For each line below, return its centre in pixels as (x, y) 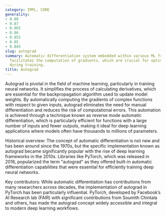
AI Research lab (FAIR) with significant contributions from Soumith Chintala (81, 198)
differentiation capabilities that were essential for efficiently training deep (80, 167)
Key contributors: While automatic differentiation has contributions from (78, 182)
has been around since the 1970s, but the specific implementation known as (82, 146)
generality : (17, 14)
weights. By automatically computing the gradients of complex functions (79, 99)
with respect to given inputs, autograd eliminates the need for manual (76, 105)
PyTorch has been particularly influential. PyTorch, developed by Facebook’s (83, 192)
